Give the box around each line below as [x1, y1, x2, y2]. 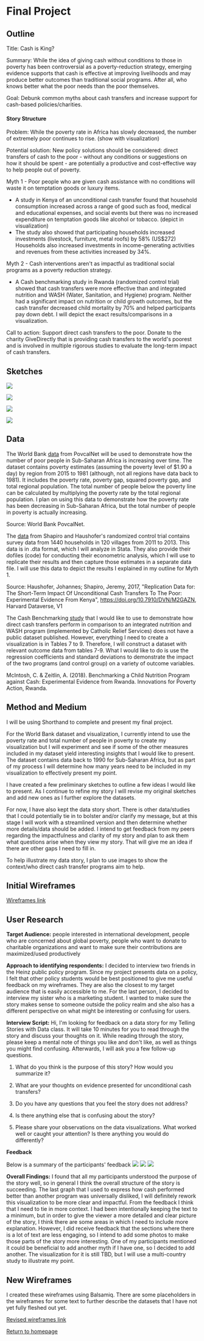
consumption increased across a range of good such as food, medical [15, 203, 191, 210]
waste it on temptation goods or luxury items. [6, 184, 120, 192]
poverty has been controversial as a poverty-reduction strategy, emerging [6, 63, 192, 70]
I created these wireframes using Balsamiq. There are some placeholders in [6, 1291, 196, 1298]
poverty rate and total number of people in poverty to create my [6, 737, 166, 744]
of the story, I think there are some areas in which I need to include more [6, 1218, 189, 1226]
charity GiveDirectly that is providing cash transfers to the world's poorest [6, 336, 192, 343]
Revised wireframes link [6, 1316, 66, 1323]
